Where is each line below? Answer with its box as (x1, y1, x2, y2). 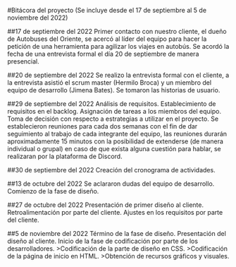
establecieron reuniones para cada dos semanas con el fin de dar (7, 122, 198, 130)
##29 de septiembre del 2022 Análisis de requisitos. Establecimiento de (7, 100, 216, 108)
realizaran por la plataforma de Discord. (7, 152, 123, 160)
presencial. (7, 57, 40, 66)
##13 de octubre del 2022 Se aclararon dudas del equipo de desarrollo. (7, 179, 215, 188)
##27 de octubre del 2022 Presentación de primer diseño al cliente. (7, 201, 204, 209)
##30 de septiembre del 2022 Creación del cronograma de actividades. (7, 166, 216, 174)
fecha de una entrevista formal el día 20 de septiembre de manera (7, 49, 199, 58)
